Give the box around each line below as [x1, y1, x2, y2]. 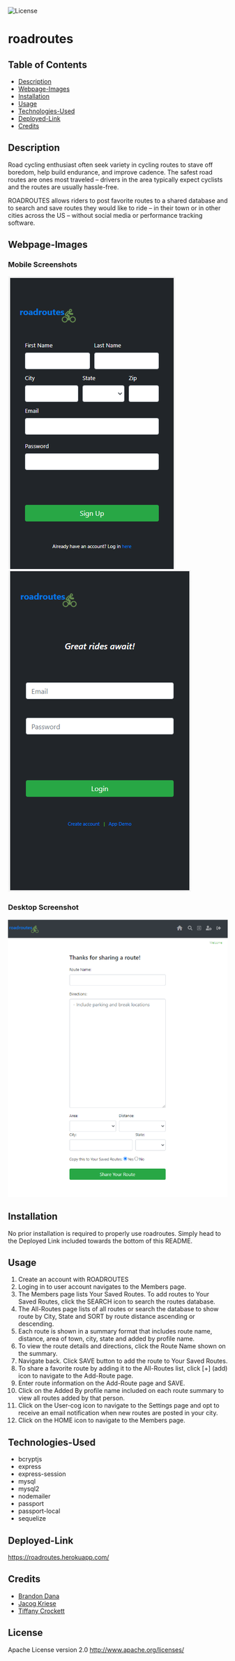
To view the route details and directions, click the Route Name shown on [17, 1342, 226, 1350]
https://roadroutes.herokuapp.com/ [8, 1553, 109, 1562]
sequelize [17, 1514, 46, 1523]
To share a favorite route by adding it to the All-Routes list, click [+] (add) [17, 1364, 228, 1373]
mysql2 [17, 1484, 40, 1493]
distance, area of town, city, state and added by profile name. [17, 1334, 195, 1343]
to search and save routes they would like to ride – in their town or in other [8, 203, 221, 212]
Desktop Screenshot [8, 903, 79, 913]
